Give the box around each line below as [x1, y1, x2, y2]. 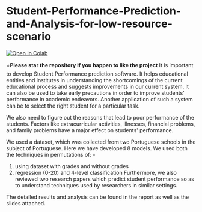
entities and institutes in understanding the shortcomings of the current [6, 76, 183, 83]
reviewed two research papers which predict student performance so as [14, 175, 194, 183]
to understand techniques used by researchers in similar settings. [14, 181, 177, 189]
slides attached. [6, 199, 46, 207]
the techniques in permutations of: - [6, 151, 96, 158]
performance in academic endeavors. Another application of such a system [6, 95, 194, 103]
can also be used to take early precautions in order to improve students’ [6, 89, 185, 97]
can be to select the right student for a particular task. [6, 102, 140, 109]
